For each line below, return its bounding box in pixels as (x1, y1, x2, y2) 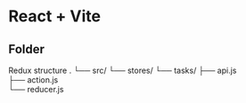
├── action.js (8, 75, 59, 85)
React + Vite (8, 6, 102, 27)
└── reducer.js (8, 84, 64, 94)
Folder (8, 42, 45, 57)
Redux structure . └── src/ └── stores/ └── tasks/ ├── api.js (8, 65, 237, 75)
